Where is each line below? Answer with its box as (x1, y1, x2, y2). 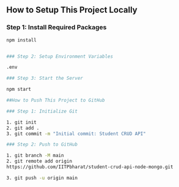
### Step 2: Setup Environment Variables (6, 53, 114, 60)
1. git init (6, 119, 37, 125)
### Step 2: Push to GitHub (6, 141, 78, 148)
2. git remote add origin (6, 158, 72, 164)
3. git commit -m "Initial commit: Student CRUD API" (6, 130, 147, 136)
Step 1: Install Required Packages (6, 23, 107, 32)
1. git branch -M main (6, 152, 64, 159)
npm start (6, 86, 32, 93)
